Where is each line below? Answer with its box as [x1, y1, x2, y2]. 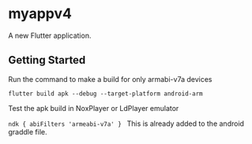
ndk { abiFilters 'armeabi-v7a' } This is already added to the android [8, 119, 245, 128]
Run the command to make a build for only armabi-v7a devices [8, 74, 213, 83]
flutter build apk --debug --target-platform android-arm [8, 90, 203, 98]
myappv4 [8, 5, 73, 23]
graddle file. [8, 127, 47, 136]
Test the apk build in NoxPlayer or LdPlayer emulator [8, 103, 179, 113]
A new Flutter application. [8, 31, 92, 40]
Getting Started [8, 54, 86, 67]
